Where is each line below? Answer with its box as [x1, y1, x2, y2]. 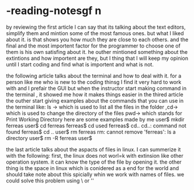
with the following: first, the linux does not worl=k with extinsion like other [6, 152, 183, 159]
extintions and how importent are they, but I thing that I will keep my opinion [6, 55, 189, 62]
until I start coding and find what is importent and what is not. [6, 60, 154, 68]
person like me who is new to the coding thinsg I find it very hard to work [6, 78, 182, 86]
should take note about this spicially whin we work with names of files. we [6, 171, 185, 178]
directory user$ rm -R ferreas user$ [6, 134, 92, 141]
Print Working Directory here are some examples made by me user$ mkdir [6, 116, 185, 123]
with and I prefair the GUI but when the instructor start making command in [6, 84, 187, 91]
